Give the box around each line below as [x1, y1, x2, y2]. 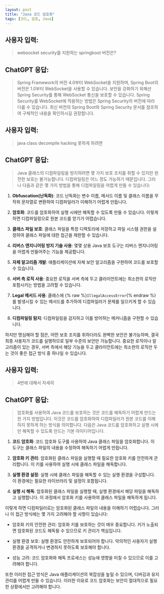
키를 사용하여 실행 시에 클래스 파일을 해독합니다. [36, 461, 127, 468]
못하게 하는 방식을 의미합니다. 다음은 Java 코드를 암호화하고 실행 [26, 422, 150, 428]
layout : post [5, 7, 32, 12]
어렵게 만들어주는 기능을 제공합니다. [17, 249, 86, 254]
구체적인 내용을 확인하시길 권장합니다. [22, 110, 94, 116]
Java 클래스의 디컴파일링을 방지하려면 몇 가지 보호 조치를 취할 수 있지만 [17, 170, 153, 176]
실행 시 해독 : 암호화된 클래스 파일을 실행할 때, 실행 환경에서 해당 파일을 [12, 488, 146, 495]
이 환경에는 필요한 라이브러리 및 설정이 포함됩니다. [12, 478, 108, 484]
